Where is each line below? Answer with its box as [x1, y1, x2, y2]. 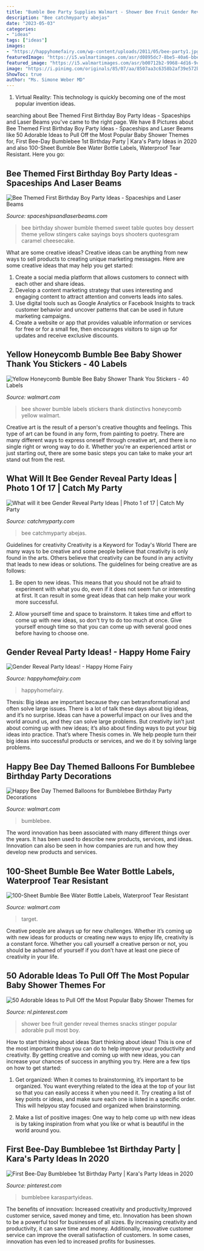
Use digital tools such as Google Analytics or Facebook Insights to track [15, 299, 195, 306]
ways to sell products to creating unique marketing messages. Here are [6, 255, 185, 263]
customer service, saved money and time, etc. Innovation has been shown [6, 1211, 192, 1219]
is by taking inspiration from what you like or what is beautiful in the [15, 1120, 184, 1127]
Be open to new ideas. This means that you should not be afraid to [15, 579, 182, 586]
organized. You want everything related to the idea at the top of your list [15, 1082, 195, 1090]
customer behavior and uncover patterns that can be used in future [15, 306, 184, 313]
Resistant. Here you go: [6, 150, 65, 158]
